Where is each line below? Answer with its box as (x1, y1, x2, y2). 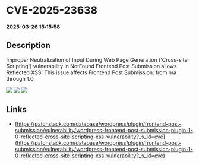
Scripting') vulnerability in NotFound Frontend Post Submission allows (6, 62, 177, 69)
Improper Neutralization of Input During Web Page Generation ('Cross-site (6, 56, 188, 63)
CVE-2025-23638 (6, 4, 98, 17)
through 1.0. (6, 75, 36, 82)
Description (6, 40, 50, 50)
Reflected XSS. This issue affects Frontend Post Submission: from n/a (6, 69, 177, 76)
